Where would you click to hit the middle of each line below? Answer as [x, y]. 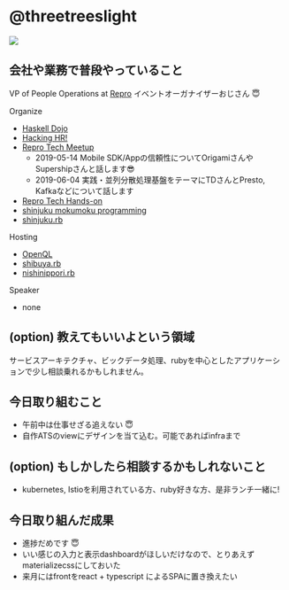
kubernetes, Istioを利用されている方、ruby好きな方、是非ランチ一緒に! [151, 490]
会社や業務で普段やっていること [96, 70]
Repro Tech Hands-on [62, 200]
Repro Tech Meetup [58, 147]
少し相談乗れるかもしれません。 [90, 371]
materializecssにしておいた [71, 565]
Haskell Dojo [45, 128]
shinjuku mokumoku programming [84, 210]
